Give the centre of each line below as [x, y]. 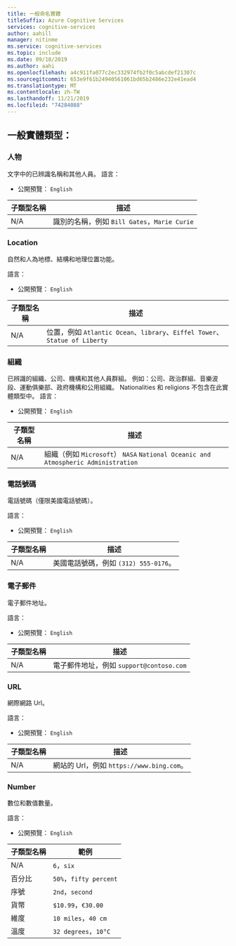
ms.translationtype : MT [42, 86]
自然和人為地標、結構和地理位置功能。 [63, 259]
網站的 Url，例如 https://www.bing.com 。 [120, 766]
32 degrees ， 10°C [82, 931]
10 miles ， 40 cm [80, 919]
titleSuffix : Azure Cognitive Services [66, 20]
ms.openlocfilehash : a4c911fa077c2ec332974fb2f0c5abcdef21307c [102, 72]
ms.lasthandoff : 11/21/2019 [48, 99]
